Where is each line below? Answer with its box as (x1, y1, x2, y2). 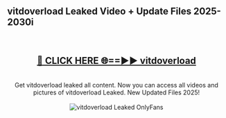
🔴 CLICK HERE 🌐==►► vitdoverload (37, 55, 196, 67)
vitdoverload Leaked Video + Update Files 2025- (7, 6, 222, 17)
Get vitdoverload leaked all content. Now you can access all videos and (15, 81, 218, 89)
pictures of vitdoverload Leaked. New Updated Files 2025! (33, 88, 200, 96)
